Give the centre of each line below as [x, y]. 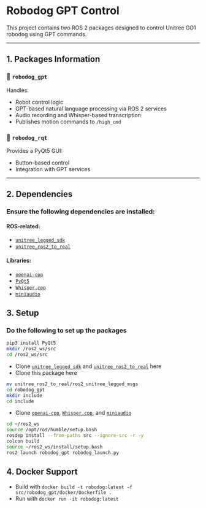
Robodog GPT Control [63, 11]
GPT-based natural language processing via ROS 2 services [91, 109]
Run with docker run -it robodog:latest [67, 498]
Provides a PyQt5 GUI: [35, 150]
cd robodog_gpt [26, 390]
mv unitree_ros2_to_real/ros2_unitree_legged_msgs [72, 384]
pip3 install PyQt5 [31, 343]
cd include [20, 401]
